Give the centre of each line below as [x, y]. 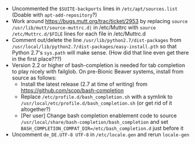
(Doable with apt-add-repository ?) [54, 15]
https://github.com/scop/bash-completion [72, 90]
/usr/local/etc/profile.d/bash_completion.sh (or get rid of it [96, 103]
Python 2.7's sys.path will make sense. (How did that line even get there [100, 52]
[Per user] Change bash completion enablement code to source [99, 116]
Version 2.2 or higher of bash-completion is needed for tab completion [98, 65]
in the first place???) [37, 59]
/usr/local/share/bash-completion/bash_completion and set [94, 122]
